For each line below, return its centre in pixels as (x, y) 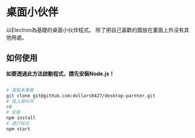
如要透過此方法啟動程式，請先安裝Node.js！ (60, 73)
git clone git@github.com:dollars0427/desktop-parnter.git (81, 96)
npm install (21, 118)
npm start (18, 129)
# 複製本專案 (20, 90)
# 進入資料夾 (20, 101)
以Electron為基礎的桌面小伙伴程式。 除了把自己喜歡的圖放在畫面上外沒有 (95, 30)
